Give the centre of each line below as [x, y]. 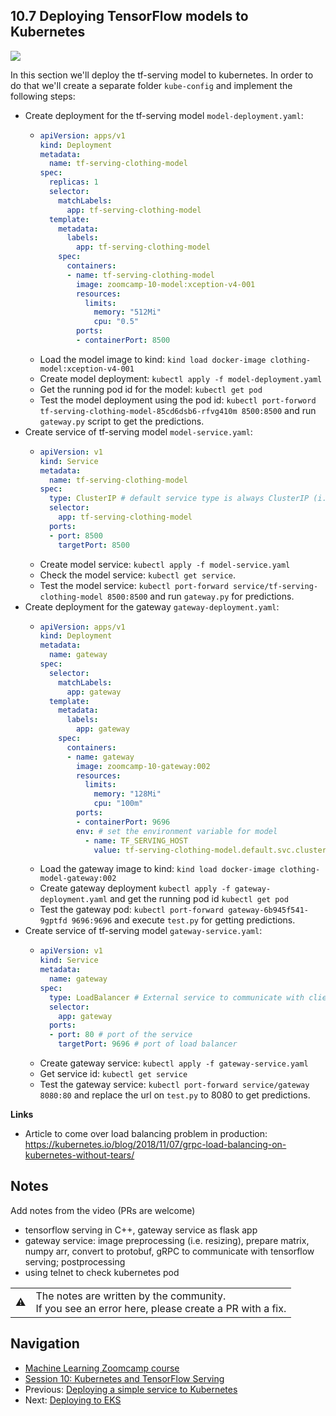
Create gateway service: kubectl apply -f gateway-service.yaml [174, 1063]
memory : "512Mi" [127, 312]
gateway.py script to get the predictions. [122, 421]
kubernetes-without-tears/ [79, 1155]
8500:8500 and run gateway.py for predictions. [200, 596]
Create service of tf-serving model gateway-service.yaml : [143, 931]
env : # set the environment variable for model [176, 831]
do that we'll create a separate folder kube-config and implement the [151, 85]
